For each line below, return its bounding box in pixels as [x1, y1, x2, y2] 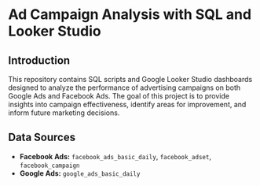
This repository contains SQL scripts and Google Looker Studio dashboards [8, 75, 253, 84]
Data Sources [8, 131, 76, 144]
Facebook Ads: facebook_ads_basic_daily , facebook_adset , [19, 151, 212, 161]
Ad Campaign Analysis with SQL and [8, 6, 252, 24]
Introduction [8, 54, 71, 67]
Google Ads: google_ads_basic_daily [19, 168, 141, 178]
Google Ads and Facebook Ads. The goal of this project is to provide [8, 91, 230, 100]
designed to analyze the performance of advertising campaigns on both [8, 83, 241, 92]
